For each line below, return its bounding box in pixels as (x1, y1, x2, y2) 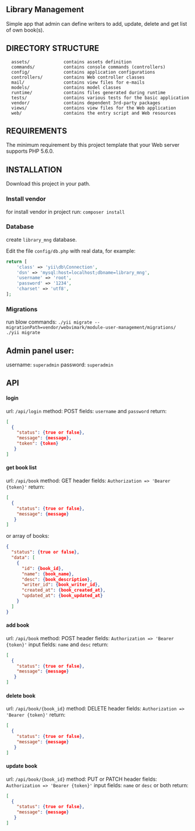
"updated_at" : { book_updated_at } (21, 593, 103, 599)
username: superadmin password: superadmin (6, 361, 114, 368)
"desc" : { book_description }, (21, 576, 93, 582)
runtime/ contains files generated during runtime (11, 90, 166, 95)
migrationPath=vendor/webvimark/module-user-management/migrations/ (6, 325, 176, 331)
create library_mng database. (6, 236, 77, 243)
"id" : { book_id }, (21, 565, 64, 571)
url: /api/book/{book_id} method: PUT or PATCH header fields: (6, 775, 158, 782)
